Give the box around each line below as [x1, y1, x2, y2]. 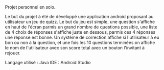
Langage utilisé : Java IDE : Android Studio [5, 60, 91, 65]
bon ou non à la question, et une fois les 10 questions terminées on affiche [5, 40, 155, 46]
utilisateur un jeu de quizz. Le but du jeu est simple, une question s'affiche [5, 19, 155, 24]
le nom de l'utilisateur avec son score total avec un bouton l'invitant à [5, 45, 145, 50]
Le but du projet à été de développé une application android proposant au [5, 14, 154, 19]
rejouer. [5, 50, 21, 56]
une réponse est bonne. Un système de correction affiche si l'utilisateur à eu [5, 34, 160, 40]
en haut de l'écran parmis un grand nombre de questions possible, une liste [5, 24, 158, 30]
